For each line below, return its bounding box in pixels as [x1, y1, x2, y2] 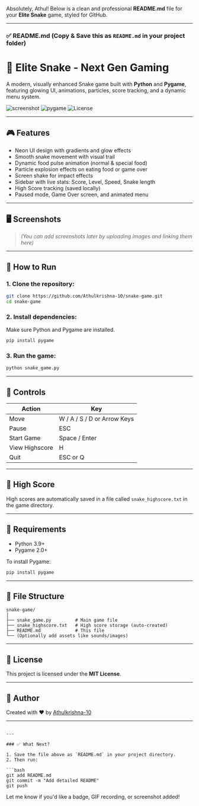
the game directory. [6, 501, 54, 508]
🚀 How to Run [6, 262, 57, 272]
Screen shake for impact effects [14, 172, 94, 179]
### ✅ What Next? [6, 741, 50, 747]
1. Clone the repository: [6, 280, 75, 288]
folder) [6, 39, 27, 47]
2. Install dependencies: [6, 312, 77, 321]
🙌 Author [6, 693, 40, 703]
